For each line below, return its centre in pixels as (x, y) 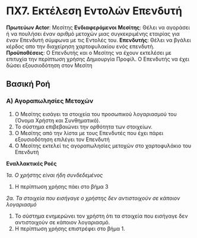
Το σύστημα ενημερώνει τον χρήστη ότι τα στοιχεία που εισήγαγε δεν (101, 216)
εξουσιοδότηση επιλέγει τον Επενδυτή (62, 139)
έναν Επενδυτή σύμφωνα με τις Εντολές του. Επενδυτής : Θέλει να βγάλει (99, 40)
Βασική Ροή (28, 84)
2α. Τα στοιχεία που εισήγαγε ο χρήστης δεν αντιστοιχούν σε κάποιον (93, 198)
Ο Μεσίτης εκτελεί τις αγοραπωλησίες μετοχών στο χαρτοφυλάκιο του (103, 145)
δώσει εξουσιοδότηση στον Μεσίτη (50, 65)
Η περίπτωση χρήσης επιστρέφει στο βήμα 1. (70, 228)
